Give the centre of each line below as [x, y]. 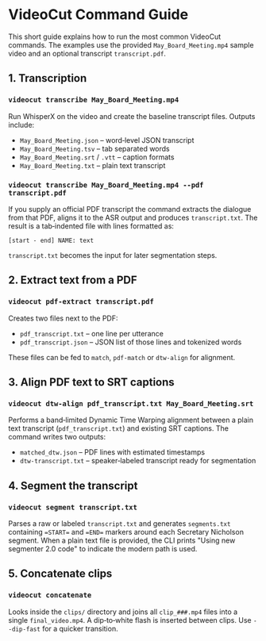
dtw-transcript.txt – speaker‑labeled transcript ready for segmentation [138, 461]
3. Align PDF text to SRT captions [91, 382]
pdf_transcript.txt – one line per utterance [92, 333]
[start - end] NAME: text [51, 240]
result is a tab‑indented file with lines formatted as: [91, 226]
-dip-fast [25, 629]
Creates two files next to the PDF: [63, 318]
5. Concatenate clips [60, 574]
